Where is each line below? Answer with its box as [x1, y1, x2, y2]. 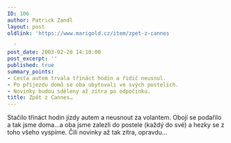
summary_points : [7, 68, 54, 75]
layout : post [7, 23, 45, 30]
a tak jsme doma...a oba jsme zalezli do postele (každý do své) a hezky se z [7, 121, 225, 129]
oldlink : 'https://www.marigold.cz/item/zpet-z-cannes [7, 29, 170, 37]
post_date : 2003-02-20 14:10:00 [7, 49, 101, 56]
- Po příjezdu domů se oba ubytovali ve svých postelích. [7, 81, 179, 88]
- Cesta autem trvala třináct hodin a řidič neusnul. [7, 75, 167, 82]
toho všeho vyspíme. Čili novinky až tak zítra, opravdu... [7, 128, 168, 137]
